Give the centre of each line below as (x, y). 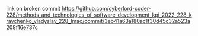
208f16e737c (22, 27)
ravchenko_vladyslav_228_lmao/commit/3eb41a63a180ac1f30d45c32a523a (98, 21)
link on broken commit (33, 9)
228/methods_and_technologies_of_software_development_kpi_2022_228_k (99, 15)
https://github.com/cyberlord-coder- (106, 9)
